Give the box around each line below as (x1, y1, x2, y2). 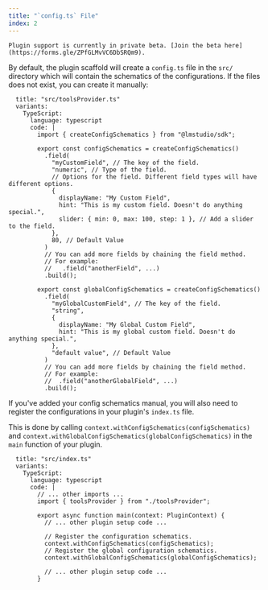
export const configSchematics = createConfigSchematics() (37, 144, 240, 153)
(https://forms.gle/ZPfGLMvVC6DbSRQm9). (8, 48, 146, 56)
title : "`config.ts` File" (8, 11, 99, 20)
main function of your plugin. (8, 439, 103, 449)
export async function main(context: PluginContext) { (37, 511, 225, 519)
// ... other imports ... (37, 490, 125, 498)
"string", (51, 307, 85, 315)
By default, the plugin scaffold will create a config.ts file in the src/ (8, 62, 233, 72)
